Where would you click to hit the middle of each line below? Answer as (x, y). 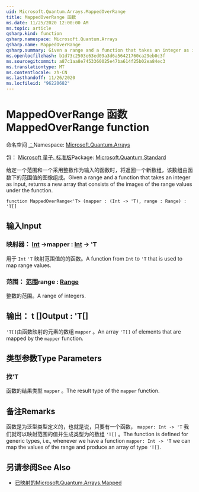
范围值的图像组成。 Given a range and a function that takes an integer (106, 177)
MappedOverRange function (78, 128)
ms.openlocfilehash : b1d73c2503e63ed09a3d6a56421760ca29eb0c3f (86, 56)
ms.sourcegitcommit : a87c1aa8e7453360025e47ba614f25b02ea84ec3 (86, 61)
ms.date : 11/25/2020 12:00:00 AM (47, 23)
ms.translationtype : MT (36, 67)
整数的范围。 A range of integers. (46, 296)
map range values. (29, 265)
